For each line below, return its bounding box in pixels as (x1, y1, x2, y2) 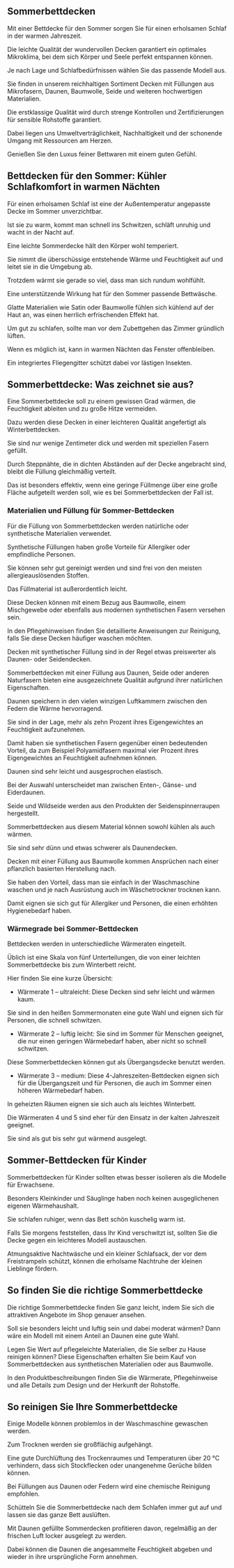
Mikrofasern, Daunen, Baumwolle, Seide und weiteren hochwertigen (7, 87, 203, 95)
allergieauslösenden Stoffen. (7, 571, 89, 579)
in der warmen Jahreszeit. (7, 31, 82, 40)
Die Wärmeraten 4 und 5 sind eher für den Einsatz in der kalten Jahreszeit (7, 1113, 220, 1122)
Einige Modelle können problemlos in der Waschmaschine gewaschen (7, 1419, 208, 1428)
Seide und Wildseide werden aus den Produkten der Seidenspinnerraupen (7, 801, 220, 809)
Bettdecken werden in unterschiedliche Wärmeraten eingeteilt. (7, 939, 187, 948)
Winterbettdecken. (7, 425, 61, 434)
